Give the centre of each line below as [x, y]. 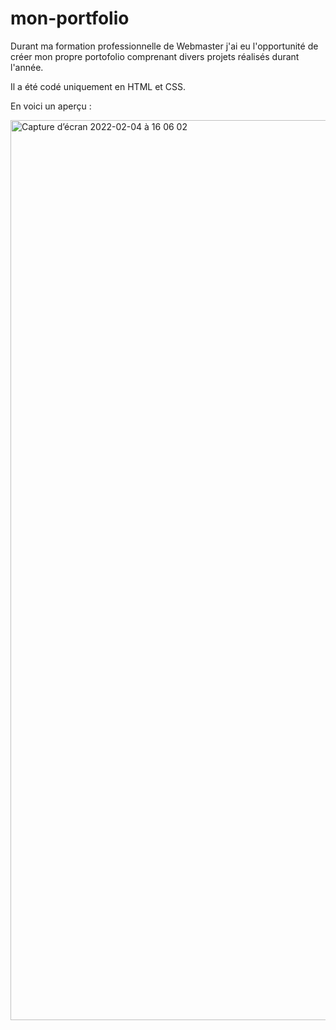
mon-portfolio [70, 18]
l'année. [27, 67]
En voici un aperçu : [51, 106]
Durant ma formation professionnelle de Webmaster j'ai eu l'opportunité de [164, 46]
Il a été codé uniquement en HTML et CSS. [98, 86]
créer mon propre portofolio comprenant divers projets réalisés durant [155, 56]
